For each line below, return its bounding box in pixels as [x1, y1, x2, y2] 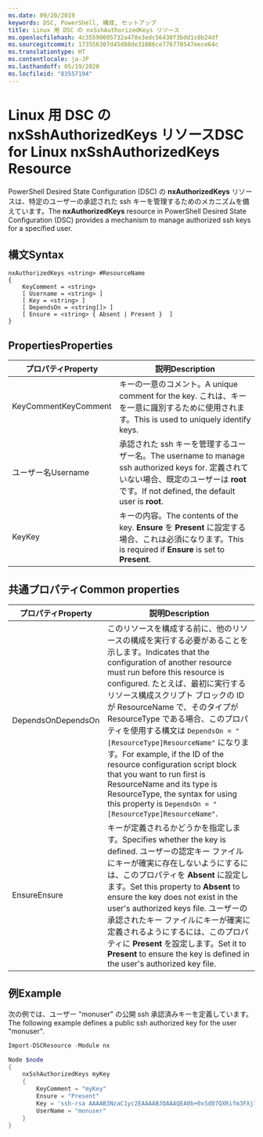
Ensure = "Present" [36, 1092, 100, 1100]
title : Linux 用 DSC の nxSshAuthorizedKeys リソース [8, 26, 180, 34]
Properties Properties [8, 338, 113, 352]
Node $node [8, 1055, 44, 1064]
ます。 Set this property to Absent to [106, 881, 240, 892]
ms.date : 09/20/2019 [8, 11, 76, 20]
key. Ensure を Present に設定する [118, 522, 247, 533]
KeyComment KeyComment [12, 401, 112, 412]
